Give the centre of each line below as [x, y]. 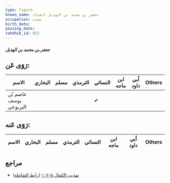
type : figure [19, 10]
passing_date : [20, 29]
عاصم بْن [17, 94]
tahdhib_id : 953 [22, 33]
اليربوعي [17, 107]
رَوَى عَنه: [18, 125]
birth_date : [18, 24]
